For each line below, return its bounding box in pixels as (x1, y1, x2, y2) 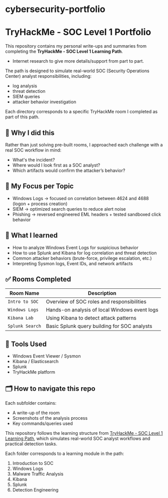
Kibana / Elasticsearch (12, 359, 59, 365)
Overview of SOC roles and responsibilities (45, 298, 146, 305)
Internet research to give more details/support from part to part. (12, 58, 144, 64)
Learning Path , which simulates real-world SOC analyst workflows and (5, 435, 150, 441)
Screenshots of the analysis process (12, 415, 88, 421)
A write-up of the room (12, 410, 60, 416)
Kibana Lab (7, 315, 33, 321)
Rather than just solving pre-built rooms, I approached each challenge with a (5, 141, 163, 147)
